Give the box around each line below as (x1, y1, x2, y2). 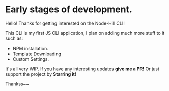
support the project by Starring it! (5, 71, 76, 77)
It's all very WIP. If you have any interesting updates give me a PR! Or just (5, 66, 159, 72)
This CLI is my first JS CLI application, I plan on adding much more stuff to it (5, 30, 165, 36)
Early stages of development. (5, 4, 132, 15)
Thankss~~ (5, 81, 30, 87)
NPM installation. (12, 45, 48, 51)
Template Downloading (12, 51, 62, 57)
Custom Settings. (12, 56, 49, 62)
